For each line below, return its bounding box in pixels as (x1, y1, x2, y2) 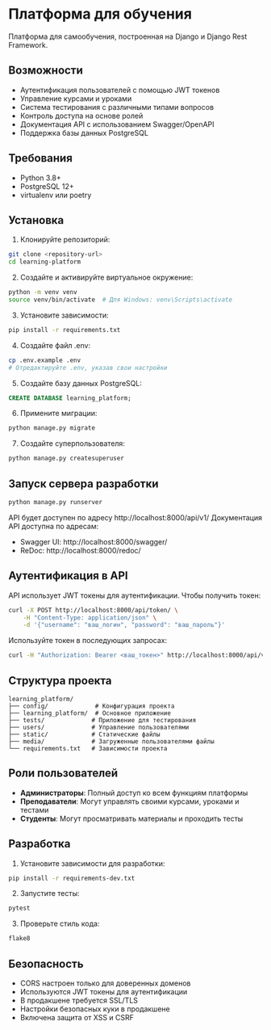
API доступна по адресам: (8, 521, 99, 531)
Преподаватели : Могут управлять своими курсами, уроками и (19, 797, 240, 806)
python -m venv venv (8, 288, 78, 296)
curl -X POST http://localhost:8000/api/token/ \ (8, 606, 179, 614)
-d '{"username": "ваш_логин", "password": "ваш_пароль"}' (23, 621, 226, 629)
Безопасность (8, 956, 84, 970)
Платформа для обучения (8, 5, 192, 23)
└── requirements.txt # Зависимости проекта (8, 744, 168, 752)
